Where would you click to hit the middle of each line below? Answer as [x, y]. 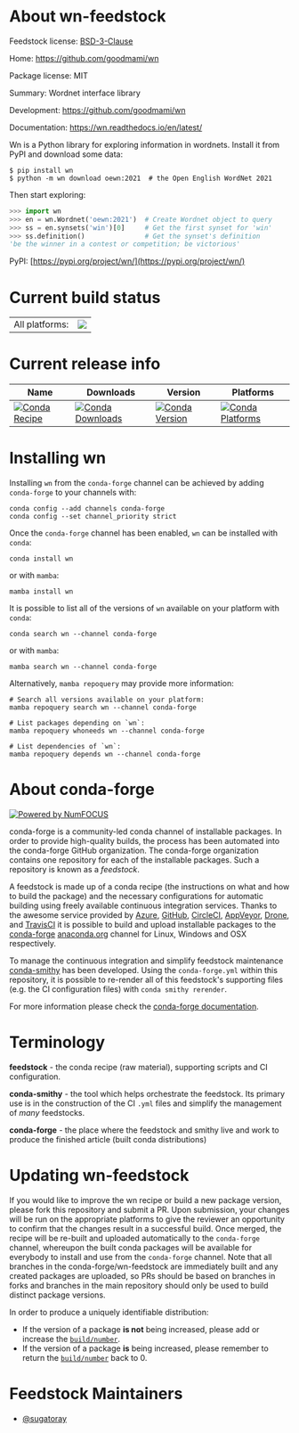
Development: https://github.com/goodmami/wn [97, 110]
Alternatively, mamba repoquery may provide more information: [121, 684]
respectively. [32, 944]
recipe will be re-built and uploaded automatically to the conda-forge [135, 1238]
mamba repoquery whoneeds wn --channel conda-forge [107, 731]
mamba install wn [41, 592]
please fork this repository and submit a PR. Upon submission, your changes [149, 1209]
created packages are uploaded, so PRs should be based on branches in [142, 1275]
